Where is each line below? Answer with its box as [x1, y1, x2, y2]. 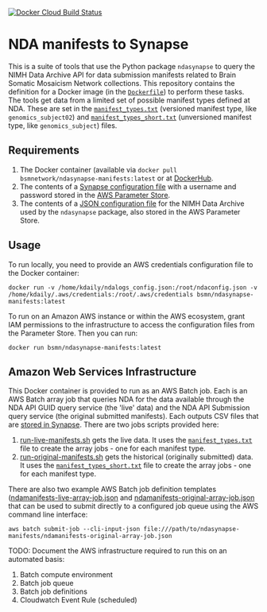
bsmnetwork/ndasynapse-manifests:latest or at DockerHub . [19, 173, 214, 183]
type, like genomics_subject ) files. [8, 120, 118, 130]
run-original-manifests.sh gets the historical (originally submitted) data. [19, 452, 253, 462]
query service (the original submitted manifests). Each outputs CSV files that [8, 412, 259, 421]
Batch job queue [19, 579, 74, 588]
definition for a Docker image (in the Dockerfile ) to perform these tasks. [8, 87, 245, 96]
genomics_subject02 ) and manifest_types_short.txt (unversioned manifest [8, 112, 252, 122]
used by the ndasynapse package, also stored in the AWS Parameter [19, 207, 241, 216]
